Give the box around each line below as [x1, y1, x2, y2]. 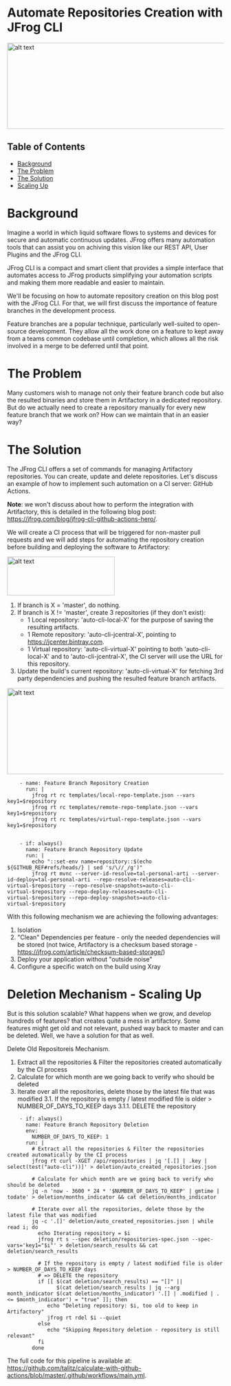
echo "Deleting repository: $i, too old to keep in [47, 1302, 198, 1309]
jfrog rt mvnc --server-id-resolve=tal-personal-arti [32, 870, 189, 877]
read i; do [7, 1223, 38, 1231]
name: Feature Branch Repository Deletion [25, 1121, 149, 1128]
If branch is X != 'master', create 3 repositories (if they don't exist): [16, 608, 206, 616]
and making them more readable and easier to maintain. [7, 278, 166, 287]
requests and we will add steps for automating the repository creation [7, 536, 204, 544]
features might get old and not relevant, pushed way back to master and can [7, 1023, 224, 1032]
